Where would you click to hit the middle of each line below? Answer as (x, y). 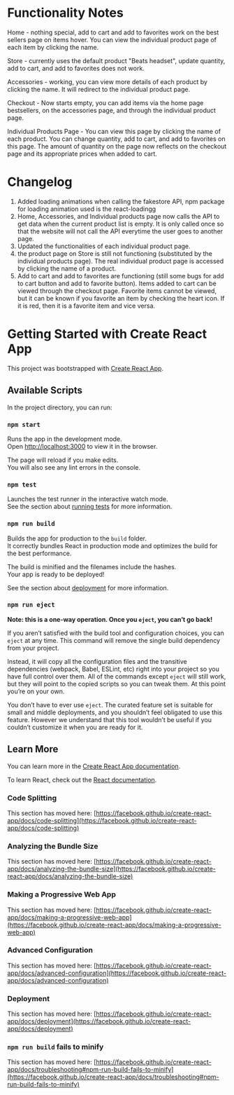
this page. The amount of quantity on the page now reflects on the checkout (117, 146)
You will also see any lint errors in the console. (74, 467)
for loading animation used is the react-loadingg (87, 209)
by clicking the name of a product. (67, 268)
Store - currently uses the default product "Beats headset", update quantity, (116, 60)
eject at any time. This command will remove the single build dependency (114, 640)
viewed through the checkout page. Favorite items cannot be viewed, (117, 291)
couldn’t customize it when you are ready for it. (75, 727)
